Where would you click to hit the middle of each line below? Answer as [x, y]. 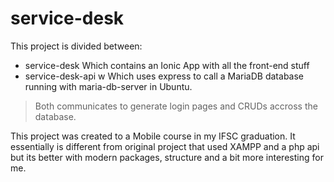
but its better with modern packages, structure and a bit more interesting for [167, 157]
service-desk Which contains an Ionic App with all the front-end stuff [167, 65]
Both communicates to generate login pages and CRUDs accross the [176, 106]
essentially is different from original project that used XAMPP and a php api [165, 146]
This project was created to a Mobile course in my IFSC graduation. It [153, 136]
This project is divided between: [76, 46]
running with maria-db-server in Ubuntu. [108, 86]
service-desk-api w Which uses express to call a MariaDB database [164, 76]
